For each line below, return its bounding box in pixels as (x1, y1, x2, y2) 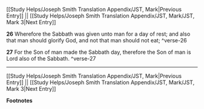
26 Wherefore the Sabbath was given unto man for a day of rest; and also (6, 30, 191, 38)
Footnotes (6, 97, 33, 104)
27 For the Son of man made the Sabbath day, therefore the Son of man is (6, 48, 191, 56)
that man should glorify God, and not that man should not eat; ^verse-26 (6, 37, 187, 44)
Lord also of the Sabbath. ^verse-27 (6, 55, 96, 62)
